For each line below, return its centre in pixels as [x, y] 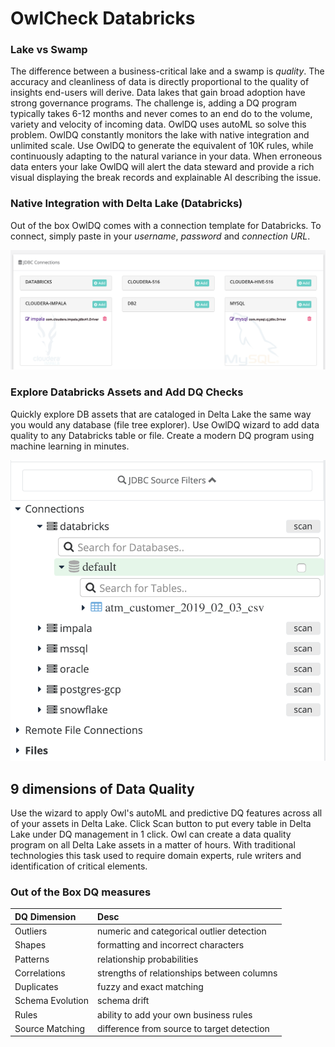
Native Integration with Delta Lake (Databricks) [126, 204]
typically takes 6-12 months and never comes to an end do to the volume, [161, 114]
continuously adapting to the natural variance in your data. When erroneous [166, 156]
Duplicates [36, 987]
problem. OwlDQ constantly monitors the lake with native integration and [160, 135]
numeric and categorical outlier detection [182, 931]
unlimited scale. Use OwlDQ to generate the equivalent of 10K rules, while [162, 146]
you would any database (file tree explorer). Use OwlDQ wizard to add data [165, 424]
